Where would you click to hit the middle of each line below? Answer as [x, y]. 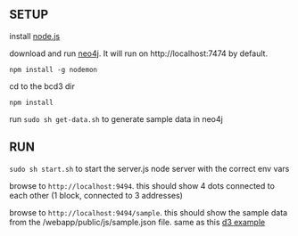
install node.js [35, 36]
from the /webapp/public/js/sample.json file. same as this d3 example [137, 222]
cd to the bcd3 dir [42, 86]
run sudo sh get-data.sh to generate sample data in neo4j [116, 118]
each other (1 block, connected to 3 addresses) [96, 195]
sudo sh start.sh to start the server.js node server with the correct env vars [149, 168]
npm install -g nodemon [54, 69]
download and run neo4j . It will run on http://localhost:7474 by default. [139, 53]
